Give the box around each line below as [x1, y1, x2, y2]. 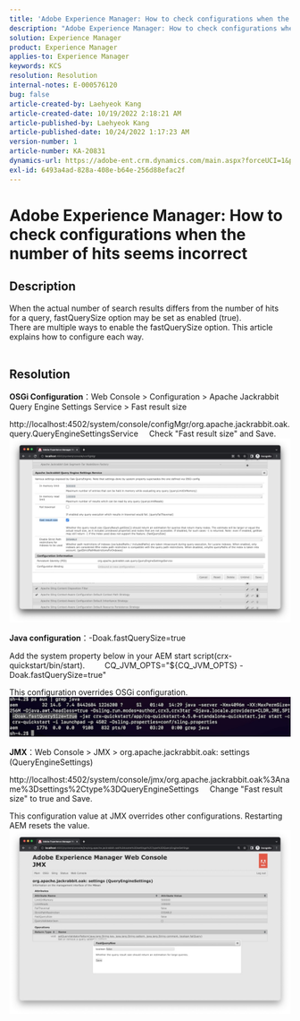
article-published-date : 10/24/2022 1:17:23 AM [9, 128, 190, 137]
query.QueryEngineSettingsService [9, 428, 138, 439]
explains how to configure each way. [9, 331, 145, 342]
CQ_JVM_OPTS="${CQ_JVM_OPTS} [104, 660, 238, 671]
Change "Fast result [209, 784, 283, 794]
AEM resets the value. [9, 819, 90, 830]
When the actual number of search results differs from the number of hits [9, 303, 279, 313]
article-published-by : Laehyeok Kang [9, 118, 150, 127]
